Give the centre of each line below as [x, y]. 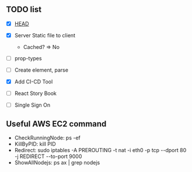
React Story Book [36, 93]
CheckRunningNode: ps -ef [47, 138]
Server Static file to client [45, 35]
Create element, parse [41, 70]
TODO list [24, 10]
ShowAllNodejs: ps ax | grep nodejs [57, 163]
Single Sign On [32, 105]
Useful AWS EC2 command [56, 124]
